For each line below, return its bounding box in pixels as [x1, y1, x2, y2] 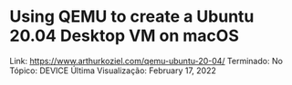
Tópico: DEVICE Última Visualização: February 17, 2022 [9, 65, 216, 76]
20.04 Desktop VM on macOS [9, 25, 239, 46]
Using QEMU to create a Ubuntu [9, 6, 255, 27]
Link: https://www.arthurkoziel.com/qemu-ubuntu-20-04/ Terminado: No [9, 55, 283, 66]
